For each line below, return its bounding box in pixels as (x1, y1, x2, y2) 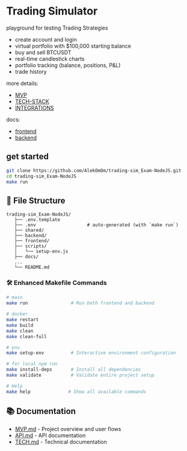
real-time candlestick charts (14, 55, 85, 62)
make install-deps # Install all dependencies (6, 366, 141, 373)
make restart (6, 317, 39, 323)
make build (6, 322, 34, 328)
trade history (14, 68, 47, 75)
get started (6, 152, 49, 162)
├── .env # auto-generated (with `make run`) (14, 222, 179, 228)
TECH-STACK (14, 98, 49, 105)
